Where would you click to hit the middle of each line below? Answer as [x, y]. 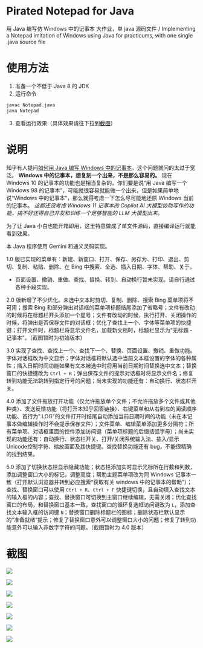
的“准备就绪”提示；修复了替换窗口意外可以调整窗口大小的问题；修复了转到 [99, 520]
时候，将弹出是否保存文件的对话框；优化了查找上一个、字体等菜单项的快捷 [99, 322]
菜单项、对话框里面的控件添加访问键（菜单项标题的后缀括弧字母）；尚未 [100, 431]
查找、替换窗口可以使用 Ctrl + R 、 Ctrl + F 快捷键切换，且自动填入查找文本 [101, 489]
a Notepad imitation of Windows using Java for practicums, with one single [100, 35]
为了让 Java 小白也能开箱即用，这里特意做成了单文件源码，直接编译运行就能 [101, 225]
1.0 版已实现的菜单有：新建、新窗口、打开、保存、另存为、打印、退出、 [95, 259]
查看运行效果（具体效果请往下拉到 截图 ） [65, 123]
